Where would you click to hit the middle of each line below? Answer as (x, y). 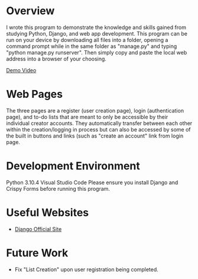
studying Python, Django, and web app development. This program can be (97, 33)
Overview (30, 11)
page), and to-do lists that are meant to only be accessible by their (87, 117)
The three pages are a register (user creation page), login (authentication (95, 110)
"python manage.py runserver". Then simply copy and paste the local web (97, 52)
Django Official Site (38, 229)
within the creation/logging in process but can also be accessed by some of (98, 129)
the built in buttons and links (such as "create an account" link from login (95, 136)
